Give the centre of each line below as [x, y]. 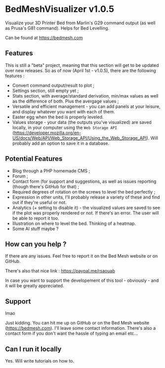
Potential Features [34, 159]
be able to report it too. [36, 218]
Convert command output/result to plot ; [53, 85]
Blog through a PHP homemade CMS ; [51, 171]
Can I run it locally [33, 349]
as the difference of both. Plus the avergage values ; [65, 101]
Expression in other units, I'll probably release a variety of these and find [86, 197]
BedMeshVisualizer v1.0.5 [60, 9]
